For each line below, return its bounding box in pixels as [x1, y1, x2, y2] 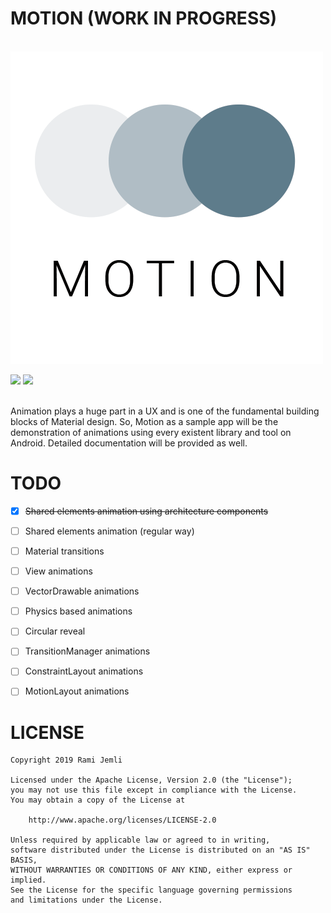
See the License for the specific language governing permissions [10, 885, 293, 896]
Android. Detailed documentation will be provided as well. [10, 437, 248, 449]
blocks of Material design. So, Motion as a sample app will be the [10, 415, 279, 427]
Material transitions [24, 545, 105, 557]
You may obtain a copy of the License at [10, 795, 186, 806]
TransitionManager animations [24, 645, 151, 657]
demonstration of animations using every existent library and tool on [10, 426, 292, 438]
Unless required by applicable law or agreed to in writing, [10, 835, 271, 846]
